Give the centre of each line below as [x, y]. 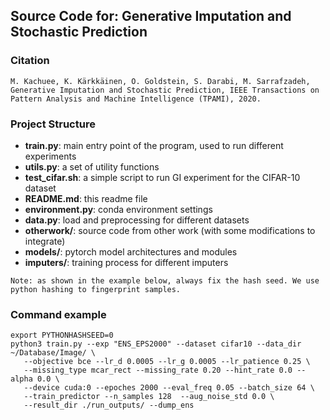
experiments [50, 156]
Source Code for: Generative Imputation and [151, 16]
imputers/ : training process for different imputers [126, 262]
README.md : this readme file [86, 198]
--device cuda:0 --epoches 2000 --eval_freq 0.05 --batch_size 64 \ [169, 388]
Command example [58, 314]
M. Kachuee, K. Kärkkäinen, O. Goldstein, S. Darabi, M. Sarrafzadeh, [160, 81]
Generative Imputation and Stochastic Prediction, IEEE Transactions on [165, 90]
